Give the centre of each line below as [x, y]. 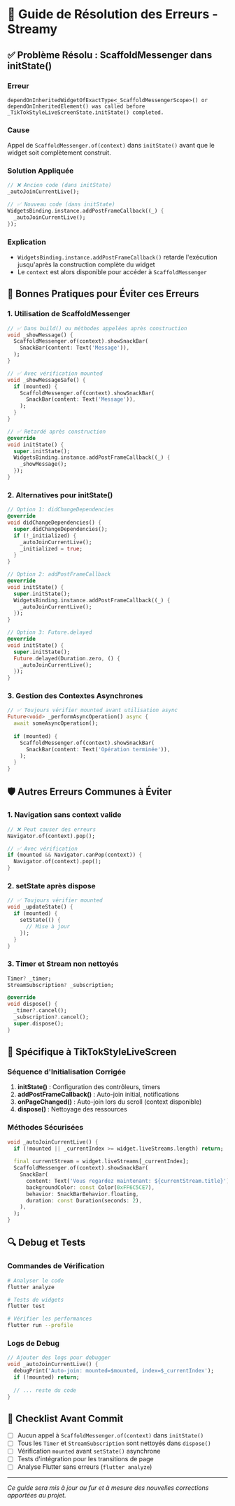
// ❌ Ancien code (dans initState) [59, 185]
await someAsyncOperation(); [56, 723]
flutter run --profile [40, 1326]
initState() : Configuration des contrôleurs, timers [89, 1087]
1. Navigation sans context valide [64, 815]
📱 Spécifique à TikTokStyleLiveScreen [92, 1052]
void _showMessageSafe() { [47, 380]
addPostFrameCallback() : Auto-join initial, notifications [98, 1095]
